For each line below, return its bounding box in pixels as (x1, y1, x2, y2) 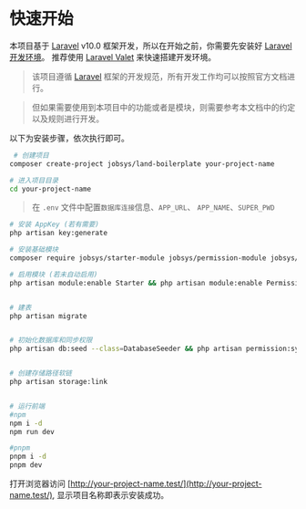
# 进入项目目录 (9, 175, 59, 185)
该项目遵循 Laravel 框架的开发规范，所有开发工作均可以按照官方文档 (31, 70, 288, 82)
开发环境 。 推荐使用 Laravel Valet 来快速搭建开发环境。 (9, 51, 217, 62)
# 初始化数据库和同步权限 (9, 336, 93, 345)
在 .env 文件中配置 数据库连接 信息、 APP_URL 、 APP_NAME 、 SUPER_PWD (31, 202, 275, 213)
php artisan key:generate (9, 229, 107, 238)
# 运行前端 (9, 401, 46, 410)
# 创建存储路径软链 (9, 369, 73, 379)
